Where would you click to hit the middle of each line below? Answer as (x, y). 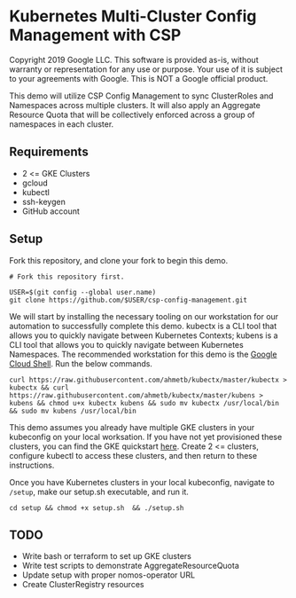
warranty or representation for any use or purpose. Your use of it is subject (146, 69)
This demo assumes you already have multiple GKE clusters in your (132, 427)
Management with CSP (95, 35)
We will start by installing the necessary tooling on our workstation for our (144, 316)
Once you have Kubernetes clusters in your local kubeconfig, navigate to (142, 482)
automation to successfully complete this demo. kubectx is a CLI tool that (143, 326)
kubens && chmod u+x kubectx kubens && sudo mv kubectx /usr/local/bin (144, 403)
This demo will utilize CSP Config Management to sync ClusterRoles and (141, 96)
